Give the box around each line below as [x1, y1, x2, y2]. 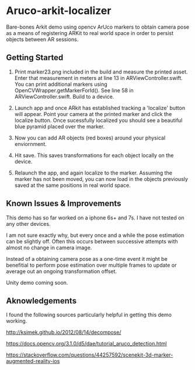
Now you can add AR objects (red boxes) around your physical [14, 134, 166, 141]
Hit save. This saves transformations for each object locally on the [14, 152, 174, 159]
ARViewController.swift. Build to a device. [14, 93, 114, 100]
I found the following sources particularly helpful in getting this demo [6, 311, 172, 319]
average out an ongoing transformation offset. [6, 267, 117, 275]
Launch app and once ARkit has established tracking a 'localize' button [14, 104, 186, 111]
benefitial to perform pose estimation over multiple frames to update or [6, 261, 177, 268]
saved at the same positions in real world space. [14, 181, 131, 189]
